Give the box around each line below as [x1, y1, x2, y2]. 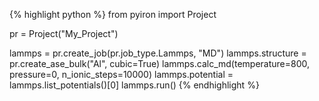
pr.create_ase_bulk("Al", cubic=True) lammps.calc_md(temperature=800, [9, 58, 311, 69]
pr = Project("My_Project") [9, 28, 119, 39]
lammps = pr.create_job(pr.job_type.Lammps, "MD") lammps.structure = [9, 47, 307, 59]
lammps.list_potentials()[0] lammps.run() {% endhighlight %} [9, 79, 260, 91]
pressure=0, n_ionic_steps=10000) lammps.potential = [9, 69, 234, 80]
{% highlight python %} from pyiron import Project [9, 9, 217, 20]
